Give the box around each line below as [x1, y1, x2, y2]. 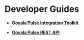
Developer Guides [4, 3, 80, 15]
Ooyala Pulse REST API [11, 29, 60, 35]
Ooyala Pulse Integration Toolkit [11, 20, 79, 26]
